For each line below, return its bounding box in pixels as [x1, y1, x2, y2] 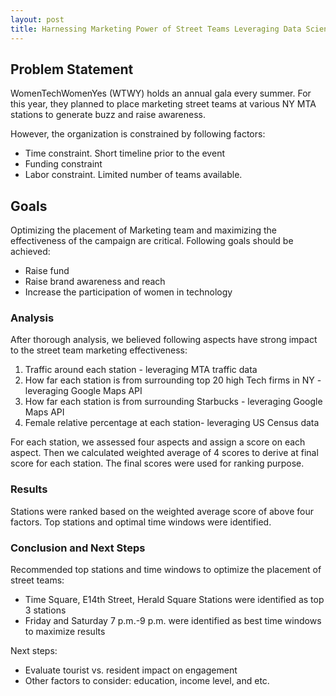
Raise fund [24, 265, 70, 277]
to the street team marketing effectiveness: [10, 344, 188, 356]
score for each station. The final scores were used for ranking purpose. [10, 457, 305, 470]
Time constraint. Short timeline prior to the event [24, 147, 225, 160]
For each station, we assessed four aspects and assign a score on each [10, 436, 306, 448]
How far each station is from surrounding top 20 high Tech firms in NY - [24, 374, 322, 386]
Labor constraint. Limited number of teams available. [24, 169, 243, 181]
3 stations [24, 604, 67, 616]
